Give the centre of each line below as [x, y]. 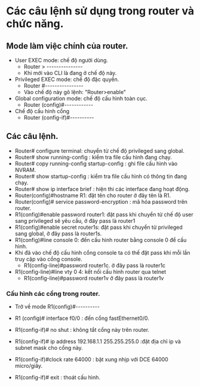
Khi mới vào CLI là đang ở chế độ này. [70, 73]
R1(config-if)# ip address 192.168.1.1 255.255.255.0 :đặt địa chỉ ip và [98, 341]
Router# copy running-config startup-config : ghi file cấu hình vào [96, 164]
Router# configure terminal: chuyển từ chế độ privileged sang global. [100, 150]
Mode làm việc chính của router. [67, 46]
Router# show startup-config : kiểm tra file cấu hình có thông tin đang [101, 176]
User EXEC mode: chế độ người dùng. [61, 60]
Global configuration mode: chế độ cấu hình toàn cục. [81, 98]
